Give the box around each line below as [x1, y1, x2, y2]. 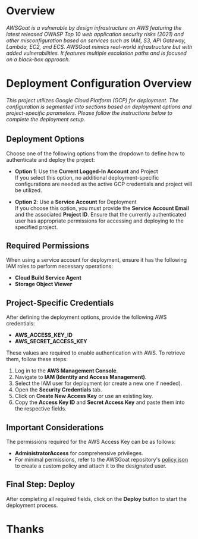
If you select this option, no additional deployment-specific [14, 174, 159, 181]
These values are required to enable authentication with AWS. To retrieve [6, 349, 186, 356]
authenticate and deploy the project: [6, 156, 95, 163]
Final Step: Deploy [6, 480, 76, 490]
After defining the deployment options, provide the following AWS [6, 314, 167, 321]
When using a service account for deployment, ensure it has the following [6, 256, 187, 264]
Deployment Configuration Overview [6, 76, 192, 90]
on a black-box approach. [6, 55, 70, 63]
